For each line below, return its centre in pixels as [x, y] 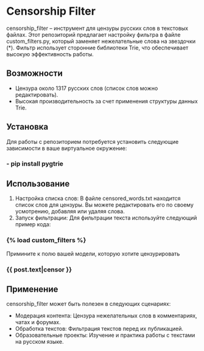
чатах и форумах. [38, 322]
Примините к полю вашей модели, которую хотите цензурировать [93, 253]
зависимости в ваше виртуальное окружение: [67, 148]
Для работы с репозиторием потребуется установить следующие [93, 141]
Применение [32, 289]
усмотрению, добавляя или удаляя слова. [70, 212]
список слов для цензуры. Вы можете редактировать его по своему [104, 205]
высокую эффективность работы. [50, 54]
